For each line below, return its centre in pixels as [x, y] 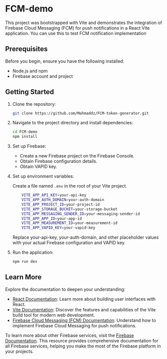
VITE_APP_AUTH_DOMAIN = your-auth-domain [63, 200]
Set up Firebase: [29, 146]
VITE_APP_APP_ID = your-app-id [52, 219]
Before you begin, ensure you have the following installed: [65, 61]
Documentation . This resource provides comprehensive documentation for [82, 340]
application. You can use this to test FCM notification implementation [76, 33]
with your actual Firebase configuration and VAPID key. [69, 243]
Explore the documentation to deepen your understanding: [65, 289]
